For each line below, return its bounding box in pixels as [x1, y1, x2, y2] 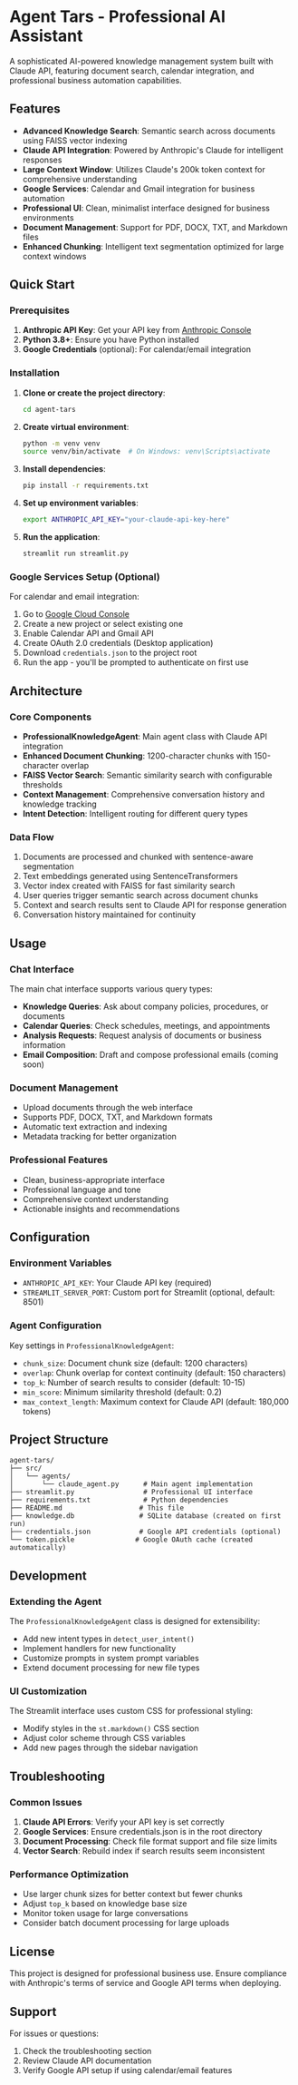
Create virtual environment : [22, 421, 130, 432]
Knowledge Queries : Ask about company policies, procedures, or [22, 1001, 269, 1012]
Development [9, 1568, 88, 1583]
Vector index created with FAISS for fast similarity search [22, 880, 236, 891]
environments [22, 211, 74, 223]
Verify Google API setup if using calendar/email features [22, 2064, 233, 2075]
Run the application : [22, 532, 101, 543]
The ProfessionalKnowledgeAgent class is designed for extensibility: [9, 1616, 261, 1627]
